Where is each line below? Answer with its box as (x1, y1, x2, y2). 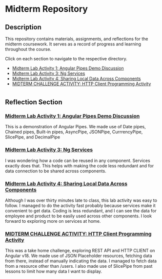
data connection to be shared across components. (5, 168, 106, 174)
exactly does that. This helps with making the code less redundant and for (5, 163, 154, 168)
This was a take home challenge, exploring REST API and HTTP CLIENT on (5, 248, 155, 254)
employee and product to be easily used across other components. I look (5, 213, 152, 219)
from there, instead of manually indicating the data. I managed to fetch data (5, 258, 157, 264)
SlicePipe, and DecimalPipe (5, 134, 60, 140)
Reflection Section (5, 98, 62, 106)
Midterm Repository (5, 3, 88, 15)
